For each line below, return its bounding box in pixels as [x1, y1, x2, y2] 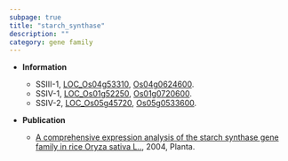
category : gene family [9, 37, 93, 47]
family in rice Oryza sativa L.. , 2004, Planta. [35, 142, 196, 152]
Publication [21, 115, 66, 126]
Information [21, 62, 68, 73]
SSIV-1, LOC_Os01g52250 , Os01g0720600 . [35, 88, 193, 99]
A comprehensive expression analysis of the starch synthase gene [35, 132, 279, 142]
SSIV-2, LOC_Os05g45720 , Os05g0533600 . [35, 98, 197, 109]
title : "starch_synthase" [9, 21, 105, 30]
